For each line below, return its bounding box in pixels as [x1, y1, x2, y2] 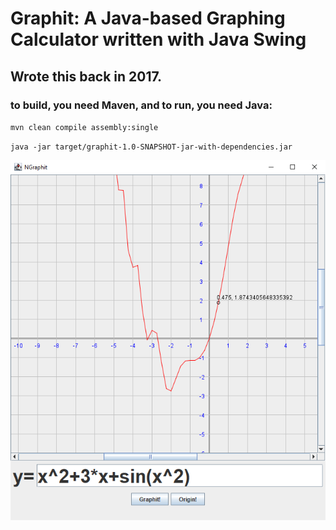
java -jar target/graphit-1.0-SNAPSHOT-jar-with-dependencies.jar [10, 142, 293, 152]
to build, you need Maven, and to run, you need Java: [10, 98, 273, 112]
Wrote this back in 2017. [10, 68, 163, 85]
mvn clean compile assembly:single [10, 122, 159, 132]
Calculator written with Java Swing [10, 28, 307, 51]
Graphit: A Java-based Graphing [10, 7, 286, 30]
